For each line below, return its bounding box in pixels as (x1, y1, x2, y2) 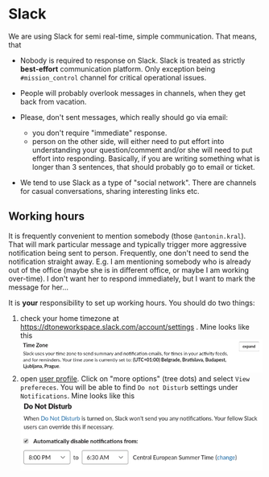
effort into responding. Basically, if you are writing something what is (31, 154, 260, 163)
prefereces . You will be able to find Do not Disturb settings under (19, 382, 238, 392)
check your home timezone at (19, 313, 119, 323)
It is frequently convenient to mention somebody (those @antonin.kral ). (8, 231, 246, 241)
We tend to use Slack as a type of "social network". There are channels (19, 178, 257, 187)
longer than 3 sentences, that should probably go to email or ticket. (31, 162, 255, 171)
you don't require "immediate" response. (31, 128, 168, 138)
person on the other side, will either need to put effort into (31, 136, 225, 146)
